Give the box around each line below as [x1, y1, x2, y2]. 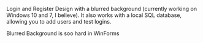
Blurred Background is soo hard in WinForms [6, 30, 120, 37]
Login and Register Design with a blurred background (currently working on [6, 5, 197, 12]
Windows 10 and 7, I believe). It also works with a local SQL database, [6, 12, 182, 19]
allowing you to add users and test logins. [6, 18, 112, 25]
